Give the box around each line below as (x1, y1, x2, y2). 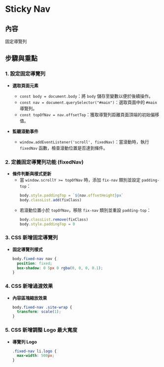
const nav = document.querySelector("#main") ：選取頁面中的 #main (19, 99, 158, 105)
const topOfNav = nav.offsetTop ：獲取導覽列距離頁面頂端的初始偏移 (19, 111, 160, 117)
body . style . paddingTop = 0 (19, 222, 75, 227)
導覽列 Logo (12, 339, 37, 345)
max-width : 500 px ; (17, 353, 55, 358)
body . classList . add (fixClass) (19, 197, 82, 202)
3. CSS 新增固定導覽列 (5, 234, 58, 241)
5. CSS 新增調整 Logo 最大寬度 (5, 326, 78, 333)
